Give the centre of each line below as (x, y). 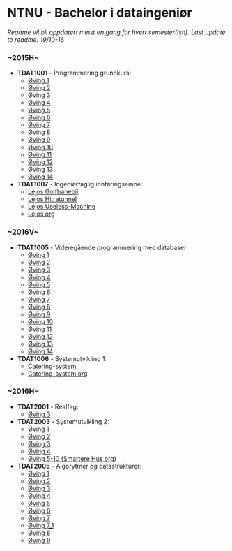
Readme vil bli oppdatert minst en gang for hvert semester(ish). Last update (116, 32)
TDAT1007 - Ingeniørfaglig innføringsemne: (80, 184)
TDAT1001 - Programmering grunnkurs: (74, 73)
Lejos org (41, 214)
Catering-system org (57, 373)
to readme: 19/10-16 (36, 39)
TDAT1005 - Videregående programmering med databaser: (103, 247)
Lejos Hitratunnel (52, 199)
